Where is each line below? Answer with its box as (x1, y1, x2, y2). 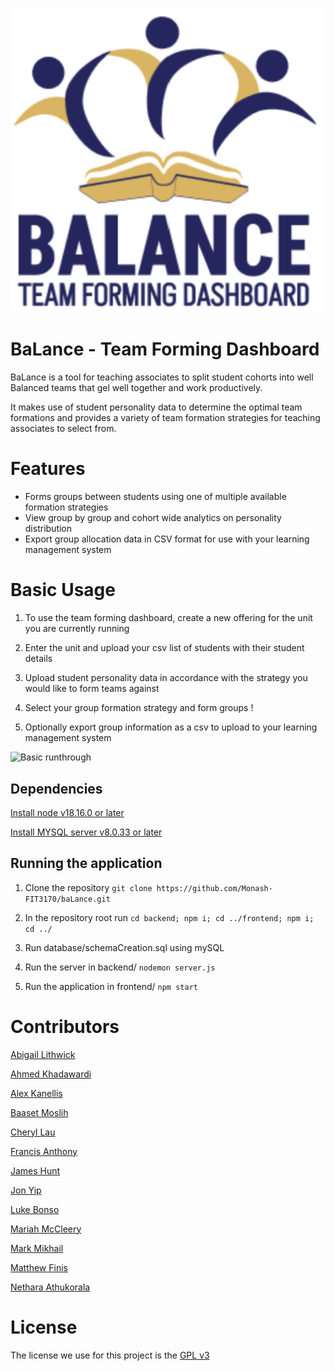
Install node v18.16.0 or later (10, 806, 125, 818)
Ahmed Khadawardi (10, 1068, 92, 1080)
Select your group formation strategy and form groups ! (24, 702, 254, 714)
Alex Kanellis (10, 1087, 63, 1099)
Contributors (10, 1015, 120, 1038)
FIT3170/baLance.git (24, 894, 111, 904)
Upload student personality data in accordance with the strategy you (24, 672, 308, 684)
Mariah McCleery (10, 1223, 82, 1235)
